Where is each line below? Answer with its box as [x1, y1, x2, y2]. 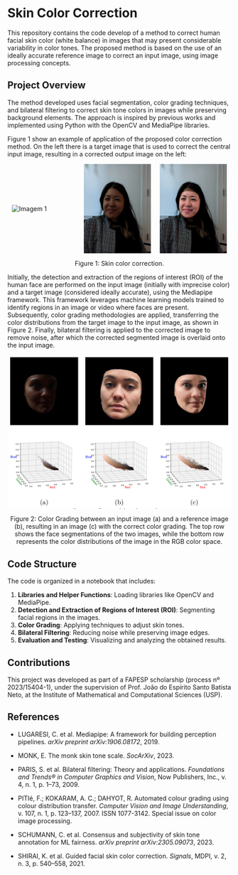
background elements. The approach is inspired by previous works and [7, 113, 216, 122]
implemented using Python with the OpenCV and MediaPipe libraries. [7, 121, 210, 129]
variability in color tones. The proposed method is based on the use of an [7, 43, 222, 52]
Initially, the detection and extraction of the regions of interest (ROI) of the [7, 272, 224, 281]
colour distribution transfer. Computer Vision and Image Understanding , [17, 801, 229, 810]
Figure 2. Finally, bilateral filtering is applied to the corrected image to [7, 326, 211, 334]
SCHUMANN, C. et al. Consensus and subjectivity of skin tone [17, 830, 200, 839]
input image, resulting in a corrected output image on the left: [7, 149, 187, 158]
